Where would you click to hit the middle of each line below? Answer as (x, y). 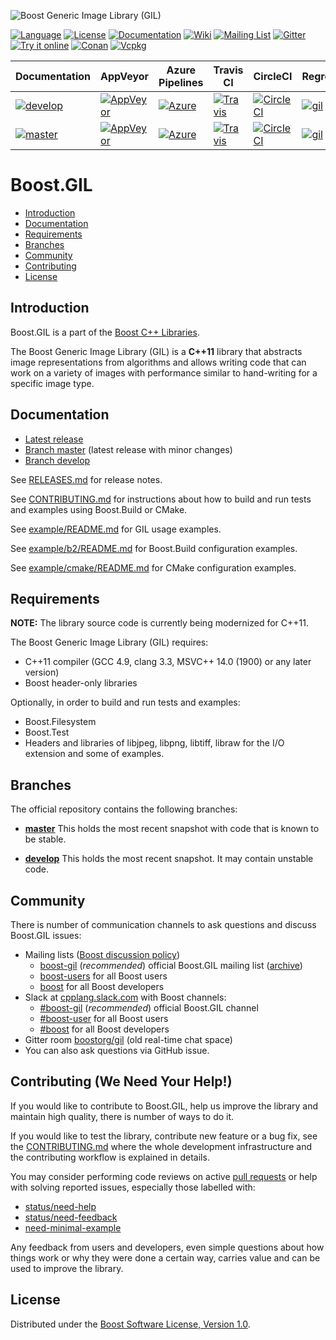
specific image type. (52, 383)
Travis (228, 70)
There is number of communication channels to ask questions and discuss (163, 924)
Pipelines (181, 82)
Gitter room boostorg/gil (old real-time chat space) (128, 1039)
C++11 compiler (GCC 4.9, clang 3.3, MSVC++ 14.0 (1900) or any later (168, 662)
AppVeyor (125, 76)
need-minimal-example (73, 1227)
